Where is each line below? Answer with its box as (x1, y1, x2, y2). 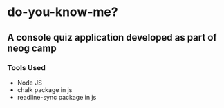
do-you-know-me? (7, 4, 119, 20)
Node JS (17, 78, 43, 87)
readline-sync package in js (17, 93, 97, 101)
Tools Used (7, 63, 46, 72)
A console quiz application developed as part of (7, 32, 217, 43)
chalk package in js (17, 85, 73, 94)
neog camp (7, 42, 57, 54)
